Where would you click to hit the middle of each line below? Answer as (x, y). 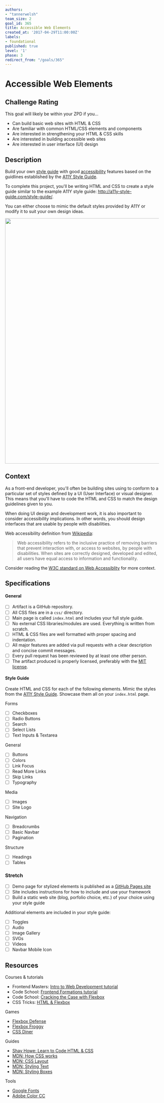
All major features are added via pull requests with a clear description (82, 645)
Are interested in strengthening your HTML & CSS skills (68, 134)
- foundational (20, 42)
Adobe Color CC (29, 1096)
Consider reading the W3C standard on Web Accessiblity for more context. (81, 568)
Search (19, 724)
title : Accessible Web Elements (38, 28)
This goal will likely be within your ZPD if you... (52, 114)
